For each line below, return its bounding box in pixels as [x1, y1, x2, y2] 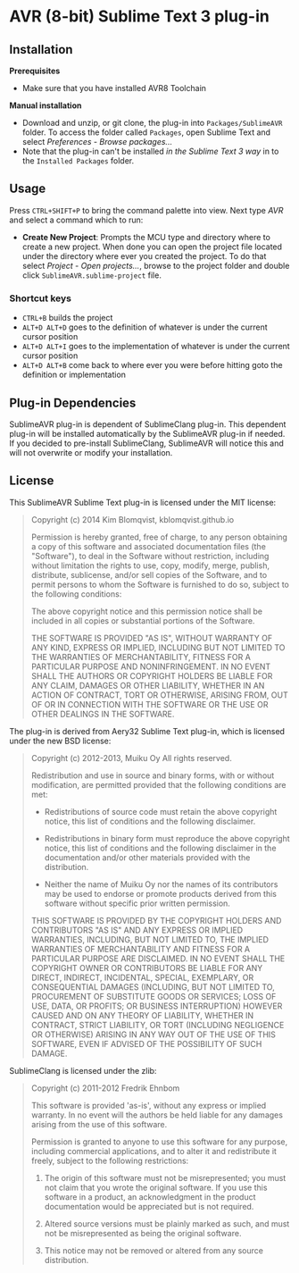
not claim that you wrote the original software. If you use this [44, 1182, 268, 1193]
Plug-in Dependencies [9, 395, 137, 410]
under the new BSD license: [9, 735, 112, 746]
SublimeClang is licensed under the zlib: [9, 1065, 157, 1076]
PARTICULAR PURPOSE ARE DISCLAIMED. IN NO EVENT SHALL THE [30, 953, 286, 964]
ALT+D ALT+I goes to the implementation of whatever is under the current [21, 341, 290, 352]
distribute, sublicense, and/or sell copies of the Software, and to [30, 569, 268, 580]
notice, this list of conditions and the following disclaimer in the [44, 842, 277, 853]
